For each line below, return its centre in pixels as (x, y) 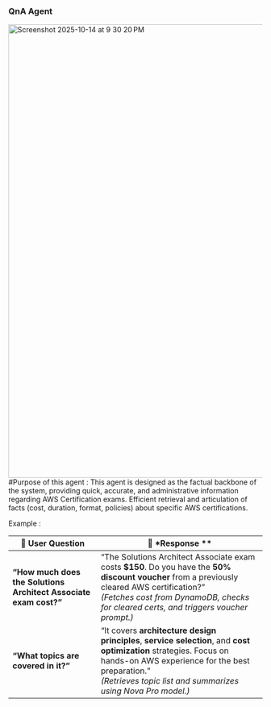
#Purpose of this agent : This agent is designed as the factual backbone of (132, 482)
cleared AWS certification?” (153, 588)
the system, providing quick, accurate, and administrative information (124, 491)
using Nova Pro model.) (145, 691)
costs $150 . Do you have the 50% (166, 568)
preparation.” (125, 671)
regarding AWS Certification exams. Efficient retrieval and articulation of (128, 499)
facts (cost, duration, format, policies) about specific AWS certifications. (128, 508)
